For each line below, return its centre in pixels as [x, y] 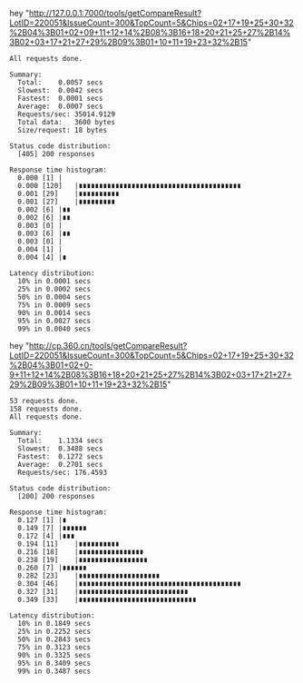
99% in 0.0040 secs [54, 329]
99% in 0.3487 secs [54, 671]
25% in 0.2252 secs [54, 631]
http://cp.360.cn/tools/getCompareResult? [108, 346]
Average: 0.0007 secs [60, 106]
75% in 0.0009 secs [54, 305]
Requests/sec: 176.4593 [62, 472]
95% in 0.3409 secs [54, 663]
